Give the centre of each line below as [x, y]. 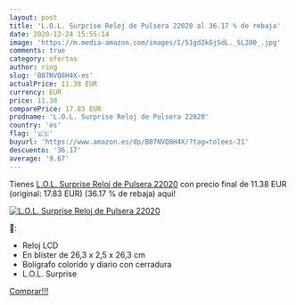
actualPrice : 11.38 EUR [53, 84]
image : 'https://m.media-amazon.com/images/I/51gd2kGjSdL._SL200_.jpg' [145, 42]
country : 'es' [36, 126]
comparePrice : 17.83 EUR [55, 109]
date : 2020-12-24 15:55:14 [59, 34]
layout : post [33, 17]
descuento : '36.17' [45, 150]
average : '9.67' [39, 158]
